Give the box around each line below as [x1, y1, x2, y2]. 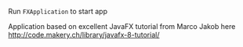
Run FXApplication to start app [8, 7, 108, 16]
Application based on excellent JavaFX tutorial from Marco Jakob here [8, 22, 236, 31]
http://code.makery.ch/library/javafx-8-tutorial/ [8, 31, 160, 39]
